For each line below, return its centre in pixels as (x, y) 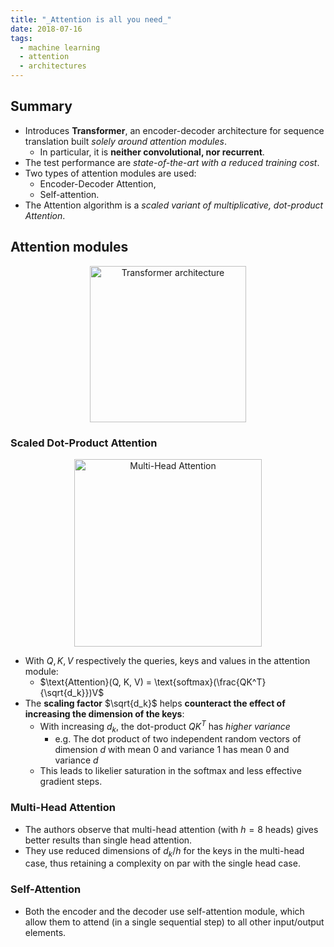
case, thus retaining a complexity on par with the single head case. (162, 863)
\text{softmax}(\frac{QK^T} (210, 682)
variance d (76, 760)
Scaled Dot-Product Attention (84, 443)
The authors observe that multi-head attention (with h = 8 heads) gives (171, 829)
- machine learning (60, 47)
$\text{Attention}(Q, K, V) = (96, 682)
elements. (45, 932)
